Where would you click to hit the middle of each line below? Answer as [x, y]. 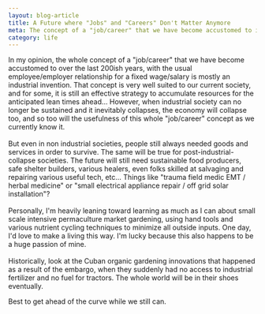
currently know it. [37, 127]
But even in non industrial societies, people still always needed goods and [128, 144]
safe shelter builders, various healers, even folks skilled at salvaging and [126, 169]
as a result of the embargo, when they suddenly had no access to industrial [131, 270]
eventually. [26, 286]
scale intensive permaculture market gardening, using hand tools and [121, 219]
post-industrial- [209, 152]
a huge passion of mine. [47, 245]
